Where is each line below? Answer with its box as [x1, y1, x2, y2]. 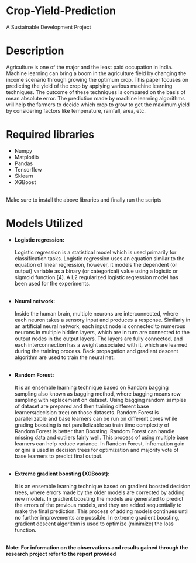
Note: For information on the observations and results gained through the [6, 544, 188, 551]
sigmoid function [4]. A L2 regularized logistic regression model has [14, 273, 178, 280]
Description [6, 44, 64, 58]
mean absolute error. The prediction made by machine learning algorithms [6, 95, 185, 102]
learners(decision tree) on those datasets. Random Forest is [14, 408, 159, 415]
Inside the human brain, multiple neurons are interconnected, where [14, 310, 178, 317]
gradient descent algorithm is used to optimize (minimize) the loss [14, 520, 174, 527]
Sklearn [14, 172, 33, 179]
